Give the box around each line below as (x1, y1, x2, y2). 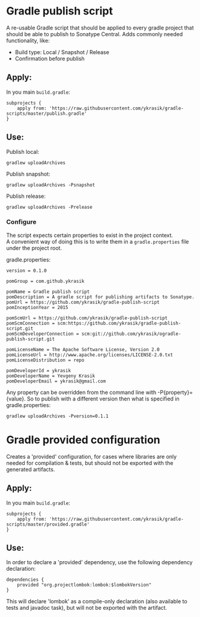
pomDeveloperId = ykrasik (6, 367, 71, 373)
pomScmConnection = (6, 320, 55, 326)
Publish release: (6, 192, 46, 200)
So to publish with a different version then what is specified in (26, 395, 180, 402)
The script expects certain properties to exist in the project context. (6, 232, 173, 239)
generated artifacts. (6, 465, 55, 473)
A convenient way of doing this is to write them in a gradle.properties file (6, 238, 189, 245)
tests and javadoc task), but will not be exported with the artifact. (6, 604, 167, 612)
